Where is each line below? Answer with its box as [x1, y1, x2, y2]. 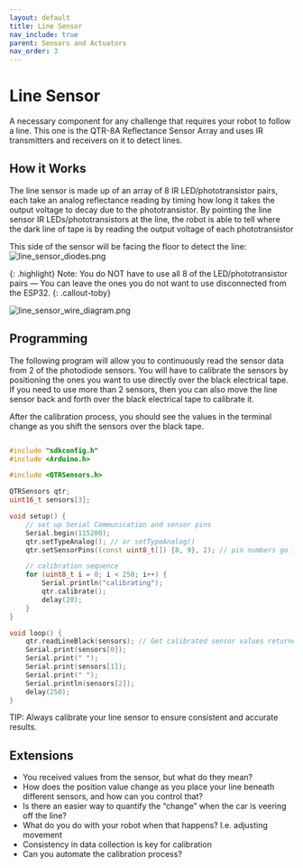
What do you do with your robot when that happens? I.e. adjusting [22, 820, 269, 831]
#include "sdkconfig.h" [9, 446, 99, 455]
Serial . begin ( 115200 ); [25, 528, 111, 538]
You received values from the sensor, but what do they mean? [22, 772, 253, 783]
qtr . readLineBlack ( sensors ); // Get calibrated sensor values [25, 637, 264, 646]
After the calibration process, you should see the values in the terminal [9, 410, 272, 421]
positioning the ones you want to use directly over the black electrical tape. [9, 374, 289, 385]
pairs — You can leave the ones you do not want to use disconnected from [9, 278, 287, 288]
